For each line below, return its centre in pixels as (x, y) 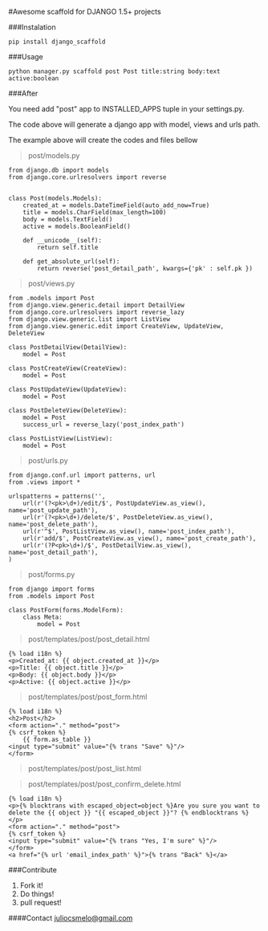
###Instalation (32, 27)
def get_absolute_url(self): (71, 262)
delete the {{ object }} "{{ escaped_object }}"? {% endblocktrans (124, 813)
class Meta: (43, 617)
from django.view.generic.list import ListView (89, 319)
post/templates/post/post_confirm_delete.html (104, 784)
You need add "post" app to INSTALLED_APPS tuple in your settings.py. (126, 109)
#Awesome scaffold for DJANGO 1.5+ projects (85, 12)
